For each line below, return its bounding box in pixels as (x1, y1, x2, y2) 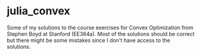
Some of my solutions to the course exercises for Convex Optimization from (7, 24, 194, 31)
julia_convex (7, 4, 71, 18)
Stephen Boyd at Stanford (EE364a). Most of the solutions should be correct (7, 30, 195, 37)
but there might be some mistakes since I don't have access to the (7, 36, 170, 44)
